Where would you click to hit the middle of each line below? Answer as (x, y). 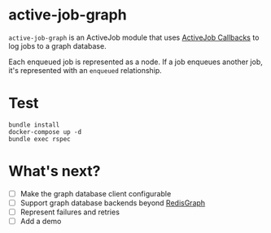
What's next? (55, 171)
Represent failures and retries (70, 212)
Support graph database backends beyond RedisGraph (113, 203)
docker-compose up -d (45, 132)
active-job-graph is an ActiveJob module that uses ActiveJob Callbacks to (134, 37)
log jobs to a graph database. (58, 45)
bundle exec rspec (39, 139)
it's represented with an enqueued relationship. (85, 70)
